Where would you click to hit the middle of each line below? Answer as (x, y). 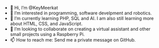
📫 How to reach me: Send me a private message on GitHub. (73, 40)
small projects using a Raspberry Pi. (47, 34)
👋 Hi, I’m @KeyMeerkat (34, 8)
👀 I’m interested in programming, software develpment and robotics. (81, 13)
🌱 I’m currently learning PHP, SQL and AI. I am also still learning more (82, 18)
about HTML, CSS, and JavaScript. (46, 23)
